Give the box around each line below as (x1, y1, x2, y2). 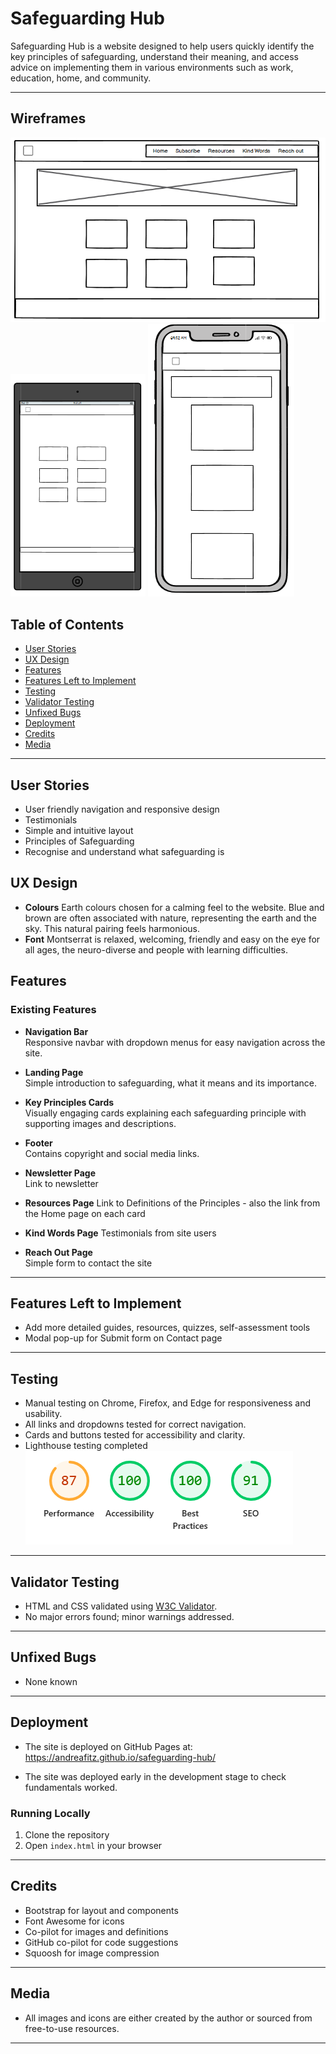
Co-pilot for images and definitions (24, 1925, 169, 1937)
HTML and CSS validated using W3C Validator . (24, 1600, 218, 1612)
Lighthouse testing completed (24, 1440, 148, 1452)
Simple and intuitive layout (24, 825, 134, 837)
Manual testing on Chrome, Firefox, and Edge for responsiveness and (24, 1397, 311, 1409)
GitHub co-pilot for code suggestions (24, 1936, 179, 1948)
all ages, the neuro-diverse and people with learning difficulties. (24, 943, 288, 956)
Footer (24, 1137, 53, 1149)
